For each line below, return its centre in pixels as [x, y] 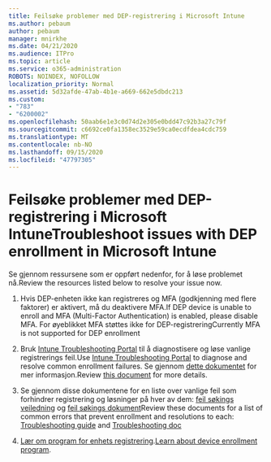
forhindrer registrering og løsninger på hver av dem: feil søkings [127, 399]
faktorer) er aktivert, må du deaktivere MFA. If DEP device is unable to [135, 307]
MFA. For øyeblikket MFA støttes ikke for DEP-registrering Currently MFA [140, 325]
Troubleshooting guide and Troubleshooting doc [101, 425]
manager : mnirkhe [38, 39]
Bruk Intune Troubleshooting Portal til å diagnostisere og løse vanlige [135, 349]
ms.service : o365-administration [65, 69]
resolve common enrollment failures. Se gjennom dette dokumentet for [138, 366]
